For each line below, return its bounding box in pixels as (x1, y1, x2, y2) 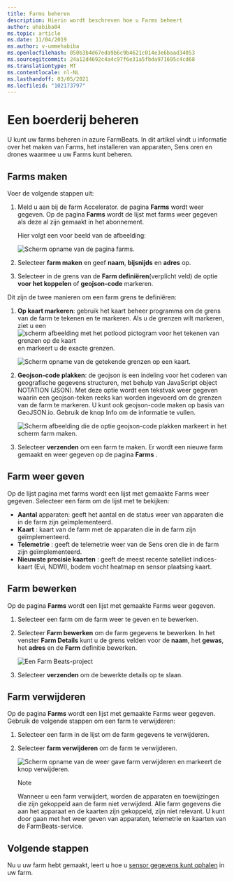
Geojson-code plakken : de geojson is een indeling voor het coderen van (17, 371, 228, 379)
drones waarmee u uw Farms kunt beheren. (7, 150, 133, 158)
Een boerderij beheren (7, 112, 139, 128)
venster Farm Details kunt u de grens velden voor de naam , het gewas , (17, 636, 224, 644)
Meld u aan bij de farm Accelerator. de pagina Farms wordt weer (17, 203, 204, 211)
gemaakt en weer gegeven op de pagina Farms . (17, 450, 158, 459)
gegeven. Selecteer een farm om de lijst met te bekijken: (7, 496, 170, 505)
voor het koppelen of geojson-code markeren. (17, 280, 154, 287)
